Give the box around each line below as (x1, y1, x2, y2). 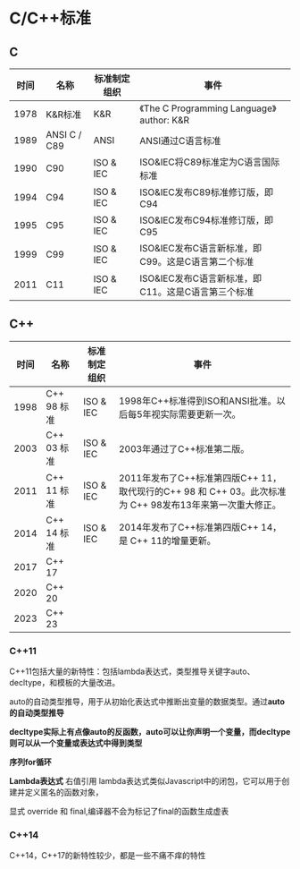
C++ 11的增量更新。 (129, 534, 216, 547)
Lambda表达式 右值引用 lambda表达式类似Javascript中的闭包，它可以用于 (9, 776, 282, 787)
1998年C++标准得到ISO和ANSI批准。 (119, 395, 277, 407)
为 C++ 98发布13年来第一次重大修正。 (119, 498, 281, 511)
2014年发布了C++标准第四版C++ (119, 521, 259, 533)
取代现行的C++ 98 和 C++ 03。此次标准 (119, 485, 287, 498)
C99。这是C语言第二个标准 (139, 256, 254, 268)
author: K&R (139, 114, 190, 126)
